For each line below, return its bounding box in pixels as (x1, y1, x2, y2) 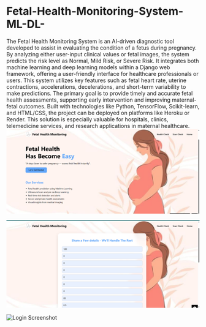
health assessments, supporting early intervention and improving (6, 96, 170, 103)
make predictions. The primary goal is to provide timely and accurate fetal (6, 89, 193, 97)
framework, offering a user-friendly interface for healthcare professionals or (6, 70, 199, 77)
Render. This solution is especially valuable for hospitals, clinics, (6, 115, 169, 123)
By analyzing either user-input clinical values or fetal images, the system (6, 50, 190, 58)
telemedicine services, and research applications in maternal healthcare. (6, 122, 190, 129)
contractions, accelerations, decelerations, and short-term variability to (6, 83, 186, 90)
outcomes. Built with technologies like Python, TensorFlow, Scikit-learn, (18, 102, 200, 110)
